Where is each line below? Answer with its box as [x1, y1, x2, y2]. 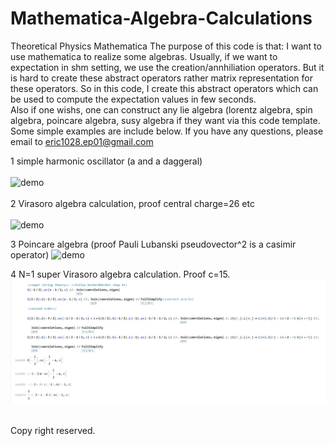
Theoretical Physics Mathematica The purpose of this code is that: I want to [10, 40, 322, 52]
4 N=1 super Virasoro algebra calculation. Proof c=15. [10, 268, 231, 280]
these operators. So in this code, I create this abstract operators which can [10, 82, 319, 94]
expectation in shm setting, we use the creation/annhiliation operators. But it [10, 61, 325, 73]
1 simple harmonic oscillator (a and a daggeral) [10, 155, 203, 167]
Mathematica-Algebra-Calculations [10, 7, 313, 30]
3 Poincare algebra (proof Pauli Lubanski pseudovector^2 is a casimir [10, 238, 297, 250]
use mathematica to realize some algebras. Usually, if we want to [10, 50, 278, 62]
